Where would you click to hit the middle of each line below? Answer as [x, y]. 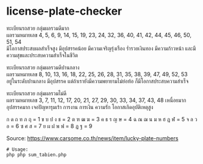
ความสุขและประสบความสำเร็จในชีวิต [42, 55]
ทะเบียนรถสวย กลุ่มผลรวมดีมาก [38, 28]
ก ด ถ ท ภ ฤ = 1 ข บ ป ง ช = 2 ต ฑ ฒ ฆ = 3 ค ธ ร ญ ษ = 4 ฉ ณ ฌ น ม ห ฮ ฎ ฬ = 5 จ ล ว [102, 119]
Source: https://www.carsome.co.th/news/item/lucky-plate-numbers [92, 138]
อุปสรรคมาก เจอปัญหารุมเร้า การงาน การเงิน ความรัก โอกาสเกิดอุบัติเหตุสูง [80, 107]
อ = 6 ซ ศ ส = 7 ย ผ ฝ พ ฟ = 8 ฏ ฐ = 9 [49, 126]
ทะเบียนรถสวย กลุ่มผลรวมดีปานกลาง [43, 67]
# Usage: [17, 149]
